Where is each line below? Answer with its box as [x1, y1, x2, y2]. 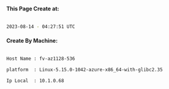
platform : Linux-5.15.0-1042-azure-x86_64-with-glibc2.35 [6, 67, 163, 73]
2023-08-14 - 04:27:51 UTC [6, 24, 75, 30]
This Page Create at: [6, 5, 59, 12]
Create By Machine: [6, 37, 58, 44]
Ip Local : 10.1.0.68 [6, 78, 64, 84]
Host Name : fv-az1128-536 [6, 55, 75, 62]
